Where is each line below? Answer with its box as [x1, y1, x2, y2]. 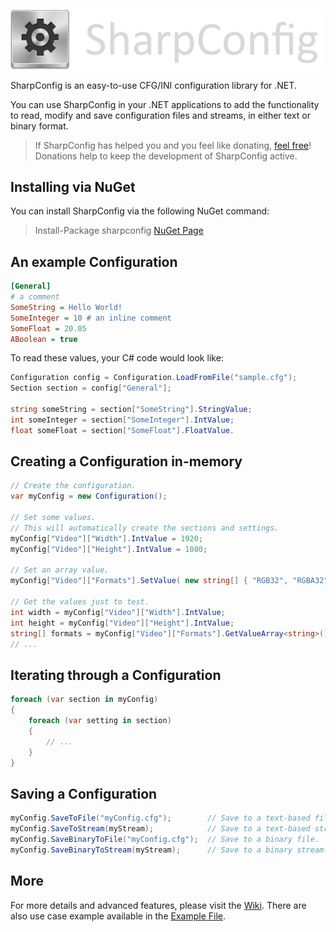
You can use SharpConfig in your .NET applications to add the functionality [10, 98, 320, 110]
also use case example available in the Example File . [10, 910, 226, 922]
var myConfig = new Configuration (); [10, 491, 168, 502]
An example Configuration [10, 253, 178, 270]
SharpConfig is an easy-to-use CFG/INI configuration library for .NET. [10, 79, 297, 91]
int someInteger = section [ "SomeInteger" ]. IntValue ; [10, 415, 235, 425]
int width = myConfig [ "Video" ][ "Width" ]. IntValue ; [10, 607, 226, 617]
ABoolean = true [10, 334, 78, 344]
